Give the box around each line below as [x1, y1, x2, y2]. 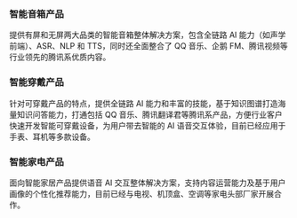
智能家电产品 [9, 155, 65, 167]
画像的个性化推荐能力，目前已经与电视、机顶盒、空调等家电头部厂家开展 [9, 188, 274, 199]
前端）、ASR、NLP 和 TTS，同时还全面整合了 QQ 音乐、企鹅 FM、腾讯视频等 [9, 41, 289, 51]
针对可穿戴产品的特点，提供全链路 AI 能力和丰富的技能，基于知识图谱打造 [9, 97, 278, 108]
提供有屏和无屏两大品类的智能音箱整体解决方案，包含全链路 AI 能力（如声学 [9, 29, 286, 41]
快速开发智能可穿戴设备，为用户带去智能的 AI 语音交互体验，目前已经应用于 [9, 120, 286, 130]
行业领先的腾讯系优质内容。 [9, 51, 111, 63]
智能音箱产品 [9, 7, 65, 19]
